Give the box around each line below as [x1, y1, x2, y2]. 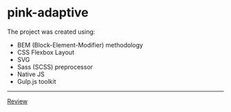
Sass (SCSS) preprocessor [16, 63, 93, 71]
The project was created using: [7, 27, 96, 36]
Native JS [16, 70, 45, 78]
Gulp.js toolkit [16, 77, 56, 85]
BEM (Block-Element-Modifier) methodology [16, 41, 143, 49]
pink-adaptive [7, 5, 89, 21]
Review [7, 97, 28, 105]
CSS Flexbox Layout [16, 48, 74, 56]
